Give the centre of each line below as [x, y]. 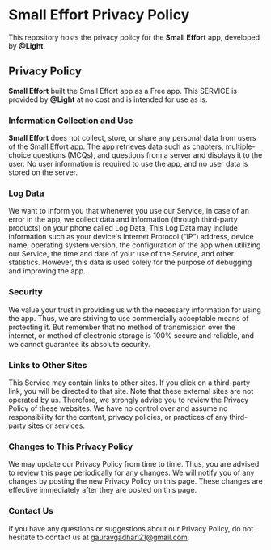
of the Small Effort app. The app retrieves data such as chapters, [116, 146]
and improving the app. [47, 271]
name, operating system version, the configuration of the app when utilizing [135, 245]
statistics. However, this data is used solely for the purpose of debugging [130, 262]
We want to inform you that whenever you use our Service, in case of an [129, 211]
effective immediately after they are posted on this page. [103, 490]
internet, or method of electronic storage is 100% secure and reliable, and [131, 335]
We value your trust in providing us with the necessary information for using [135, 310]
